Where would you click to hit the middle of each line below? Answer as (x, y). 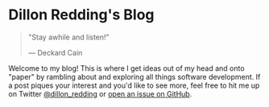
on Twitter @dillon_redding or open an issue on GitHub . (100, 93)
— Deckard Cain (55, 52)
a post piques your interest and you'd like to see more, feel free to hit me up (134, 85)
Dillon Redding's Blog (81, 15)
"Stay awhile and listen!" (69, 37)
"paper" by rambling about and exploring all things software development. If (134, 76)
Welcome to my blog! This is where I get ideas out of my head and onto (126, 68)
